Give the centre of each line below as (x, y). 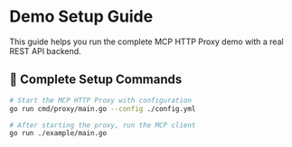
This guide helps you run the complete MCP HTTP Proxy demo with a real (146, 41)
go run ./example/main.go (58, 133)
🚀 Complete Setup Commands (96, 80)
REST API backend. (45, 51)
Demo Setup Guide (81, 17)
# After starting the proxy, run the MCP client (103, 125)
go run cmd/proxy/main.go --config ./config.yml (103, 109)
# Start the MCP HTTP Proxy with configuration (101, 100)
